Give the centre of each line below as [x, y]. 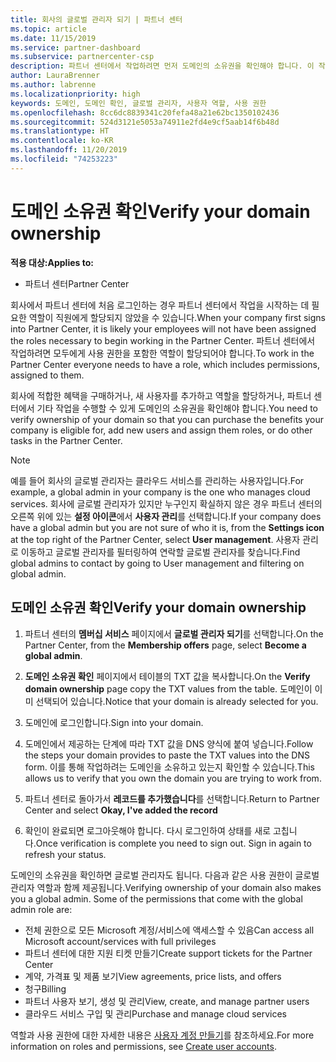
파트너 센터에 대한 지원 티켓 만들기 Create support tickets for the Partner [168, 953]
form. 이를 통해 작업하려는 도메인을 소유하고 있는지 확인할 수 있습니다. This [169, 767]
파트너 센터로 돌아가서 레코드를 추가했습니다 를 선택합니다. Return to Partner [172, 798]
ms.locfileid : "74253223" [64, 159]
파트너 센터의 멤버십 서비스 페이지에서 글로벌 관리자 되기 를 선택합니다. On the [174, 633]
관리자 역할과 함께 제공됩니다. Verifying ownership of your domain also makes [166, 887]
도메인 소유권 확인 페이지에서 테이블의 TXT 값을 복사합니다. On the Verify [167, 676]
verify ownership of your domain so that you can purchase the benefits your [167, 419]
